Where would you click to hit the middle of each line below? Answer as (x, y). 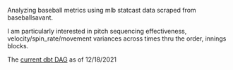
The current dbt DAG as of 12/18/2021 (62, 59)
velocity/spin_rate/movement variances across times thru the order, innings (117, 38)
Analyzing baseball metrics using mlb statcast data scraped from (102, 10)
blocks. (18, 46)
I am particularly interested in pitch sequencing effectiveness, (97, 31)
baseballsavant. (30, 17)
